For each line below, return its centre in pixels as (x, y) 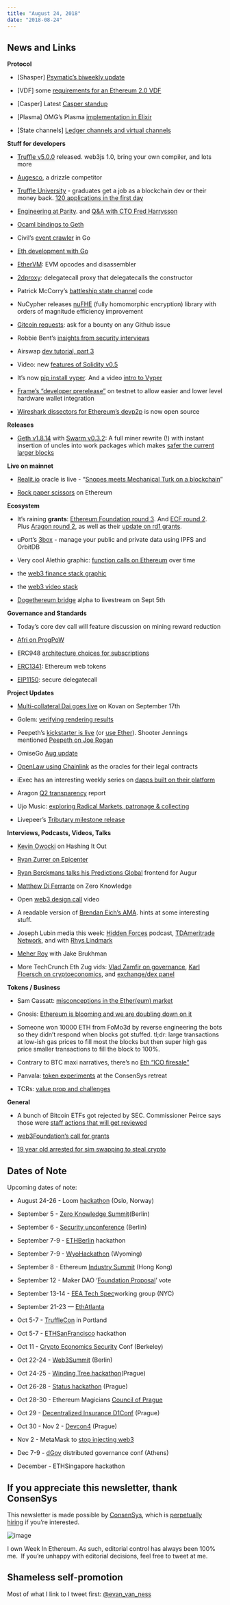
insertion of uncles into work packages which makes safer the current (115, 445)
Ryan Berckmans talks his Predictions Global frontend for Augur (107, 873)
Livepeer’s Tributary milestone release (71, 820)
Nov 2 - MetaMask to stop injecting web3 (76, 1440)
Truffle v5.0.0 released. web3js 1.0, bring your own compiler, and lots (114, 157)
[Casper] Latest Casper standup (62, 104)
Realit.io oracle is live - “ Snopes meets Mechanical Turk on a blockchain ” (120, 480)
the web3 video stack (48, 587)
